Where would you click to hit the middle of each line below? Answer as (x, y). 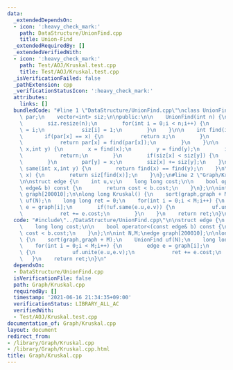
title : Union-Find (46, 40)
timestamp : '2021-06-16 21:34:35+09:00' (72, 298)
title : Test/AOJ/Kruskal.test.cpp (69, 72)
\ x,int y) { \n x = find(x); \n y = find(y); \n (110, 149)
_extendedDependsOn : (43, 20)
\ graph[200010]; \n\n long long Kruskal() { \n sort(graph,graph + (121, 194)
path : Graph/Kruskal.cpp (49, 285)
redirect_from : (29, 336)
